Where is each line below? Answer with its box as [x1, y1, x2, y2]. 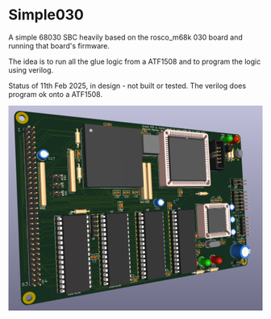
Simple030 [8, 6, 85, 24]
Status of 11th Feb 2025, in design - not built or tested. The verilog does [8, 81, 247, 90]
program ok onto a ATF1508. [8, 89, 103, 99]
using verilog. [8, 65, 54, 74]
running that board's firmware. [8, 40, 110, 50]
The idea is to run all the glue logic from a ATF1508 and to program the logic [8, 57, 261, 66]
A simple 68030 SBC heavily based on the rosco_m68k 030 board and [8, 32, 244, 42]
